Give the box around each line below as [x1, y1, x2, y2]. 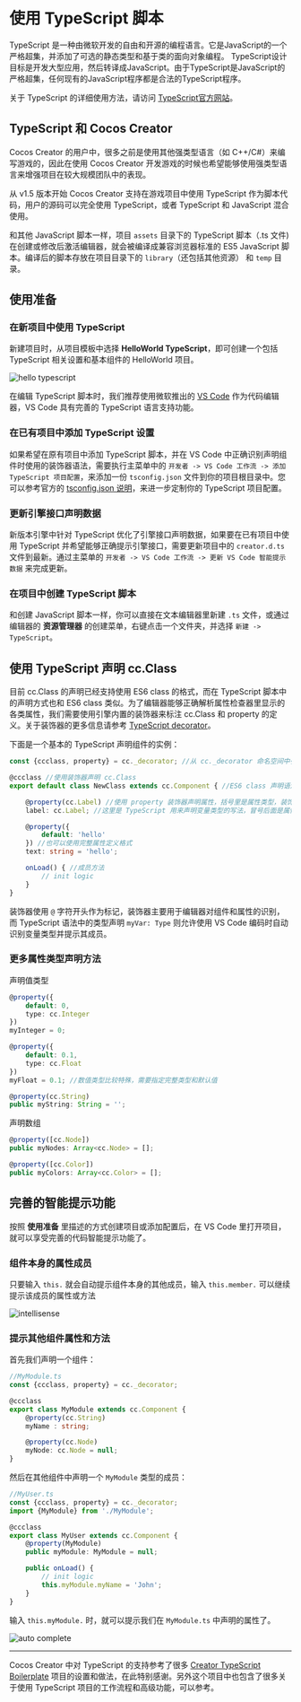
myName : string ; [25, 1421, 90, 1431]
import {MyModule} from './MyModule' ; [9, 1506, 154, 1515]
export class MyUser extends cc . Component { [9, 1531, 178, 1540]
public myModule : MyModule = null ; [25, 1548, 159, 1557]
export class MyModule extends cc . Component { [9, 1405, 186, 1414]
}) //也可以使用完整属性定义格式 [25, 839, 133, 848]
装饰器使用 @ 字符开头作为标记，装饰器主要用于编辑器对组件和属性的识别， [9, 905, 285, 916]
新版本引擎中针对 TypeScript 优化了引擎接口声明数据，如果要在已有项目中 [9, 529, 282, 540]
